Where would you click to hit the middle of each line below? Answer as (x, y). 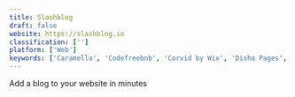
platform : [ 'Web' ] (43, 50)
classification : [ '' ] (49, 42)
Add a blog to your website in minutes (78, 83)
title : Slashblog (41, 17)
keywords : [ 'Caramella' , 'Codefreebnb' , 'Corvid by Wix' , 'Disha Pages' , (148, 58)
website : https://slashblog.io (67, 34)
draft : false (33, 26)
